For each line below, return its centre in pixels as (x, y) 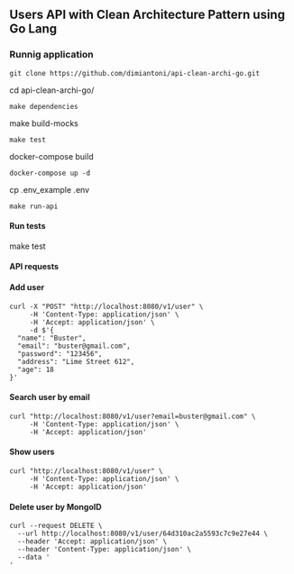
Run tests (28, 226)
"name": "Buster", (52, 338)
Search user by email (50, 397)
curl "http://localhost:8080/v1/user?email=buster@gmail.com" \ (133, 416)
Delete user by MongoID (55, 506)
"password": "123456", (60, 354)
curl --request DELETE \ (56, 526)
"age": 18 (36, 369)
